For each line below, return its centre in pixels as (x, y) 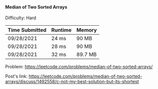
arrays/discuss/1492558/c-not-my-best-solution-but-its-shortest (72, 82)
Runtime (61, 30)
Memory (87, 30)
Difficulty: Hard (21, 18)
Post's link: (16, 76)
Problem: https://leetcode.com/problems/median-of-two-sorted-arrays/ (79, 67)
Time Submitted (27, 30)
